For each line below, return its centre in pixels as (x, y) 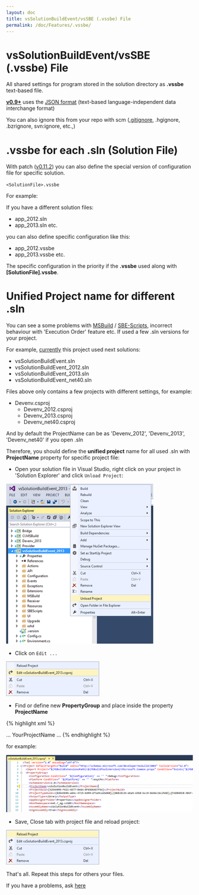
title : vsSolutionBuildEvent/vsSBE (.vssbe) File (69, 19)
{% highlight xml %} (31, 723)
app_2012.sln (31, 219)
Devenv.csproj (32, 403)
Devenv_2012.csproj (48, 409)
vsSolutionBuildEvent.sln (45, 361)
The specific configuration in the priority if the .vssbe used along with (92, 266)
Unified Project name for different (90, 296)
